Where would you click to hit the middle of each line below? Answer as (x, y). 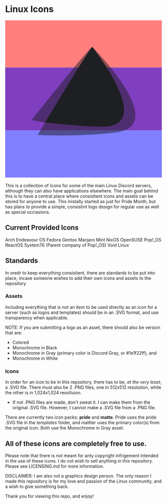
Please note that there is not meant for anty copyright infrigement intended (82, 456)
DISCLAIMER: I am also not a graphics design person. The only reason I (78, 476)
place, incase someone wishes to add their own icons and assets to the (78, 278)
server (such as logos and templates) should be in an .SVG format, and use (82, 312)
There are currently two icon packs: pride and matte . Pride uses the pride (81, 417)
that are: (14, 332)
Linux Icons (29, 9)
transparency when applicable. (37, 317)
